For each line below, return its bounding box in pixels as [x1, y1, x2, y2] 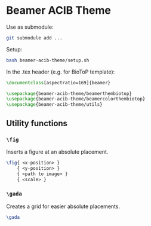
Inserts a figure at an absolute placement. [6, 148, 109, 155]
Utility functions [6, 118, 67, 129]
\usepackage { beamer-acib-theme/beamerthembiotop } [6, 90, 132, 96]
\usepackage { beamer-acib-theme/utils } [6, 102, 103, 108]
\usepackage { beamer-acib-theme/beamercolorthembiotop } [6, 96, 146, 102]
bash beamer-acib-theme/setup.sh [6, 57, 90, 63]
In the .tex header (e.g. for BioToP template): [6, 68, 115, 75]
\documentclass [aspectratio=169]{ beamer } [6, 80, 111, 85]
